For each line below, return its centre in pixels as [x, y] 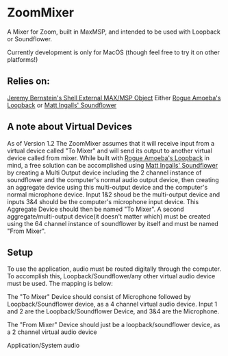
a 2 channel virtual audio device [52, 332]
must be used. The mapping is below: [60, 284]
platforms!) [23, 59]
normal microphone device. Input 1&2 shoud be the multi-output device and [114, 194]
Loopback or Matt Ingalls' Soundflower [62, 105]
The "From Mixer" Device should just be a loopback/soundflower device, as [114, 325]
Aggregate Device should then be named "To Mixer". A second [96, 209]
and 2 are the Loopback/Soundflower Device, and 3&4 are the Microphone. [113, 311]
